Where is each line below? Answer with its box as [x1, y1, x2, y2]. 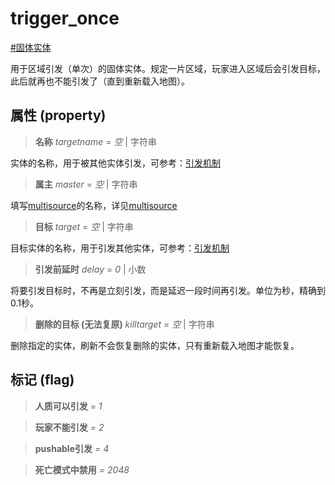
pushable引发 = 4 [34, 442, 110, 454]
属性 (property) [10, 107, 107, 124]
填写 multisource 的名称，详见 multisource [10, 199, 178, 211]
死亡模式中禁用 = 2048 [34, 463, 130, 476]
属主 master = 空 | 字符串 [34, 178, 138, 190]
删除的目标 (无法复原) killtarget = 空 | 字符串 [34, 318, 215, 330]
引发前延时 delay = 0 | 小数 [34, 263, 147, 275]
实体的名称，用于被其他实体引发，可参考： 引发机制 [10, 157, 221, 169]
